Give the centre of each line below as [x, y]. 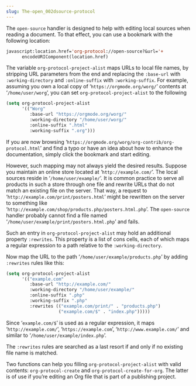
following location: [28, 40]
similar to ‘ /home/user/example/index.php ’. [56, 335]
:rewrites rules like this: [35, 263]
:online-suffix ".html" [59, 125]
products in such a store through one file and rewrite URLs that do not [90, 184]
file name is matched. [32, 353]
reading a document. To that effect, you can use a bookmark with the [89, 34]
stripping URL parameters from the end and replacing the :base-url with [93, 74]
